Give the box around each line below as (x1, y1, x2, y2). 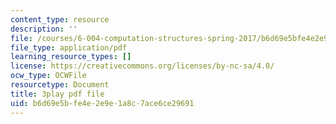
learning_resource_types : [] (10, 52, 132, 62)
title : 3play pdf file (10, 89, 105, 99)
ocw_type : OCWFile (10, 71, 87, 81)
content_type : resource (10, 14, 110, 25)
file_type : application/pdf (10, 42, 128, 53)
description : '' (10, 24, 78, 34)
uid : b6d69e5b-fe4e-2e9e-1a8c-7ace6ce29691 (10, 98, 195, 108)
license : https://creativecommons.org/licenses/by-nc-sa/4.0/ (10, 61, 275, 71)
